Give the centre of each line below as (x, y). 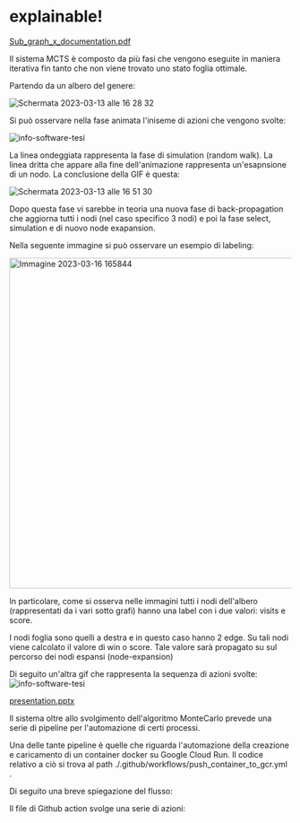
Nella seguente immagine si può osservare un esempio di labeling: (132, 245)
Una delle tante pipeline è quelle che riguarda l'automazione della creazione (149, 745)
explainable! (56, 17)
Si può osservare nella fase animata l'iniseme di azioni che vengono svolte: (148, 120)
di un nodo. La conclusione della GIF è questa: (95, 174)
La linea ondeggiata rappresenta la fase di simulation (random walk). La (141, 155)
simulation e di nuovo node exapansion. (82, 228)
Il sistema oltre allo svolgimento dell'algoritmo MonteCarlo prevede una (141, 718)
